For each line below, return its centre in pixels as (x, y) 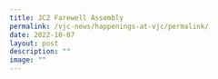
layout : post (34, 43)
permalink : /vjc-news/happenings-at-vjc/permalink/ (109, 26)
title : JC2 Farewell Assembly (67, 18)
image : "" (28, 60)
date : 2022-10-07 (42, 35)
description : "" (40, 52)
